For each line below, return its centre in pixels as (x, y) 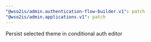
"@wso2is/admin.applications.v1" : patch (56, 17)
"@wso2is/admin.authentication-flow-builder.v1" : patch (75, 11)
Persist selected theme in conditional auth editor (64, 33)
